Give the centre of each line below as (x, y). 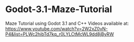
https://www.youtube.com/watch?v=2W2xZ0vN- (57, 28)
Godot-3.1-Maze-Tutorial (59, 9)
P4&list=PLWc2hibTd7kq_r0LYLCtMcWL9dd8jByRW (60, 34)
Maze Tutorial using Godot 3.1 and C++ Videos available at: (67, 23)
